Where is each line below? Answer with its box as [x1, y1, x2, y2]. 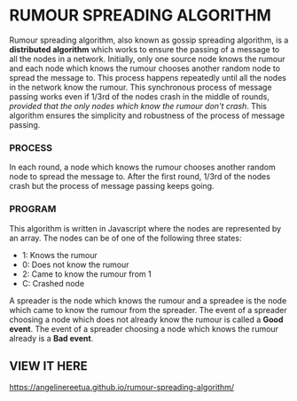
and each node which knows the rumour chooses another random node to [9, 63, 281, 74]
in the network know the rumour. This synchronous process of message [9, 82, 272, 92]
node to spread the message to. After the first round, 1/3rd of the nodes [9, 171, 270, 182]
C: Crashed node [21, 278, 85, 288]
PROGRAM [9, 203, 57, 216]
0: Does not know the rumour [21, 259, 129, 270]
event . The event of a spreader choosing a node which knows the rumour [9, 323, 279, 334]
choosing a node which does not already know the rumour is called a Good [9, 314, 284, 325]
